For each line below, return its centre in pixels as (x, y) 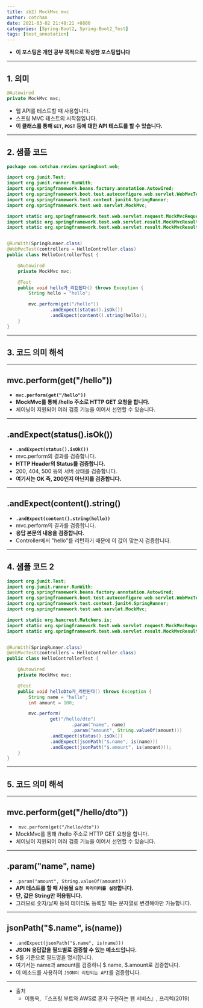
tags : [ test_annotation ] (38, 34)
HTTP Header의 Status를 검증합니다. (60, 464)
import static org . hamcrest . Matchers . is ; (60, 620)
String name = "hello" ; (58, 697)
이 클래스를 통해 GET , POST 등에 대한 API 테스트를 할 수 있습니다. (89, 126)
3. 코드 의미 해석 (35, 353)
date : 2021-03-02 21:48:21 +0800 (49, 23)
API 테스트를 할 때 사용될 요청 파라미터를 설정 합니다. (74, 888)
